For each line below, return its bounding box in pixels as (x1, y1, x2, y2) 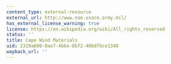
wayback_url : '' (6, 49, 48, 55)
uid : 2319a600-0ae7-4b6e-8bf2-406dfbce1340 (6, 43, 119, 49)
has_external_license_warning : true (6, 20, 100, 26)
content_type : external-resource (6, 9, 92, 15)
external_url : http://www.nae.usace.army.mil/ (6, 15, 127, 21)
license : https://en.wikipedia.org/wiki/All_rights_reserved (6, 26, 166, 32)
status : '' (6, 32, 34, 38)
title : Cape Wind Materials (6, 37, 78, 43)
